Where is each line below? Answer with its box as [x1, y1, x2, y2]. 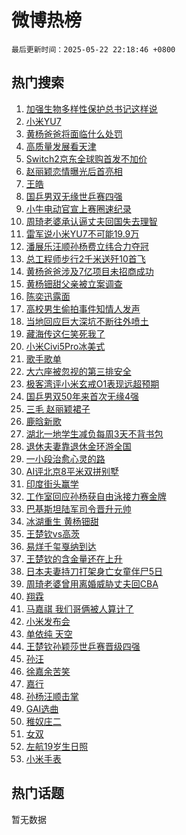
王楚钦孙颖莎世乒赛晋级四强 [25, 640, 141, 652]
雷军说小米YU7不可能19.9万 [25, 227, 140, 240]
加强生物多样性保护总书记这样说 [25, 102, 158, 115]
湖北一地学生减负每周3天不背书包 [25, 427, 164, 440]
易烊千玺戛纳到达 [25, 540, 97, 552]
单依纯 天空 [25, 627, 73, 640]
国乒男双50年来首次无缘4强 [25, 390, 139, 402]
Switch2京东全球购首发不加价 [25, 152, 148, 165]
